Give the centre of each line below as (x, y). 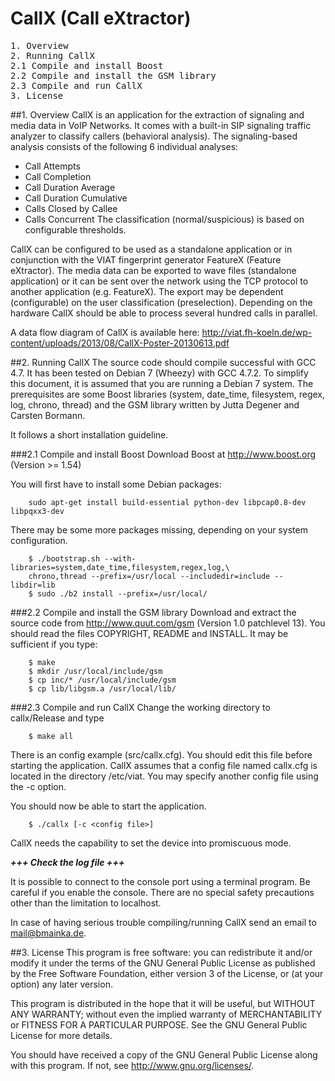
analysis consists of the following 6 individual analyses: (124, 146)
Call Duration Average (70, 187)
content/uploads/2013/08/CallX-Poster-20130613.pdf (120, 343)
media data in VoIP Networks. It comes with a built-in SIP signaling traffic (161, 125)
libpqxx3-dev (37, 511)
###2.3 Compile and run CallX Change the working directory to (140, 707)
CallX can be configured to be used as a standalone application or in (151, 249)
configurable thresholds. (75, 229)
